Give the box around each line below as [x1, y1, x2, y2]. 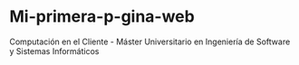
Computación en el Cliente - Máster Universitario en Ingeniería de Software [9, 36, 291, 47]
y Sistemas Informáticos [9, 45, 100, 56]
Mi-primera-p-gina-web [9, 6, 195, 27]
